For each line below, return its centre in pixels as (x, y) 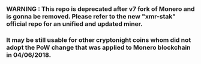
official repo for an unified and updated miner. (74, 24)
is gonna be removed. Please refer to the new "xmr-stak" (91, 16)
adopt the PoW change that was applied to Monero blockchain (98, 47)
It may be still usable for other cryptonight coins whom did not (99, 39)
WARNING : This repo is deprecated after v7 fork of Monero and (100, 9)
